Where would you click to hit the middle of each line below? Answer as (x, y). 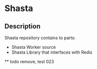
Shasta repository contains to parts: (40, 38)
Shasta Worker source (34, 47)
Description (22, 26)
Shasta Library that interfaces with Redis (52, 52)
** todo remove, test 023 (29, 62)
